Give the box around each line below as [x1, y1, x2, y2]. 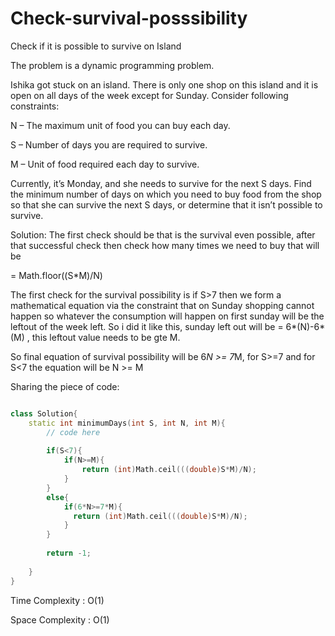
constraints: [10, 100, 60, 112]
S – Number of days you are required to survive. [10, 138, 208, 151]
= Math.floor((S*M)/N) [10, 269, 103, 281]
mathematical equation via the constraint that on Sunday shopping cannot [10, 299, 315, 311]
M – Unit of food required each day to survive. [10, 158, 200, 170]
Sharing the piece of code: [10, 380, 120, 392]
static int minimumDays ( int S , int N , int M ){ [28, 418, 226, 428]
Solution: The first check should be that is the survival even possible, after [10, 228, 316, 241]
